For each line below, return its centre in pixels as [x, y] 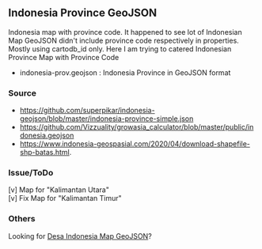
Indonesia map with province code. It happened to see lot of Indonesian [125, 32]
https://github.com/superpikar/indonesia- [87, 111]
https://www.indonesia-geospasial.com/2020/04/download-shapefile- [135, 144]
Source [23, 92]
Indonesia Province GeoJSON [82, 13]
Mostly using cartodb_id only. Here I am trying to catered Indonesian [120, 49]
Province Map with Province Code [64, 57]
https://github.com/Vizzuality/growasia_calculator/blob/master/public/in [137, 127]
